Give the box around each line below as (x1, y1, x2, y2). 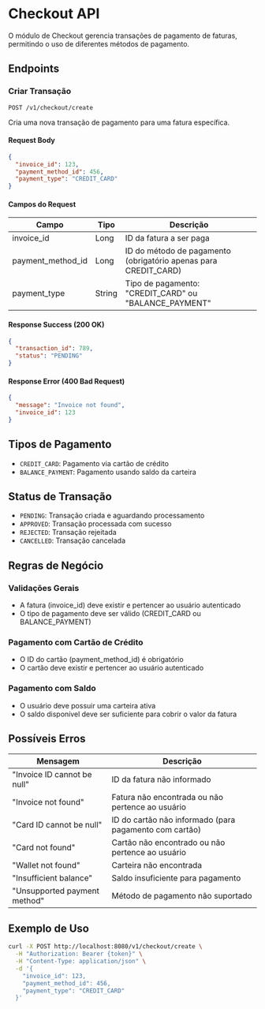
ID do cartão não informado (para (111, 814, 236, 825)
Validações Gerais (8, 582, 80, 593)
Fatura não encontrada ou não (111, 791, 223, 802)
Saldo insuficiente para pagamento (111, 873, 241, 884)
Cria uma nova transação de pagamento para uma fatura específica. (8, 118, 230, 127)
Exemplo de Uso (8, 921, 89, 935)
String (95, 288, 118, 299)
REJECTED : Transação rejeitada (19, 528, 117, 537)
